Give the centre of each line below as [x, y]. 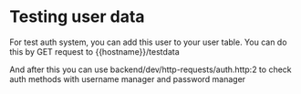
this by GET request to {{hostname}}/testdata [94, 51]
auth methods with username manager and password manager [128, 78]
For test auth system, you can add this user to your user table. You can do [148, 42]
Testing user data [77, 17]
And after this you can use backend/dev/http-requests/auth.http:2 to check [150, 69]
